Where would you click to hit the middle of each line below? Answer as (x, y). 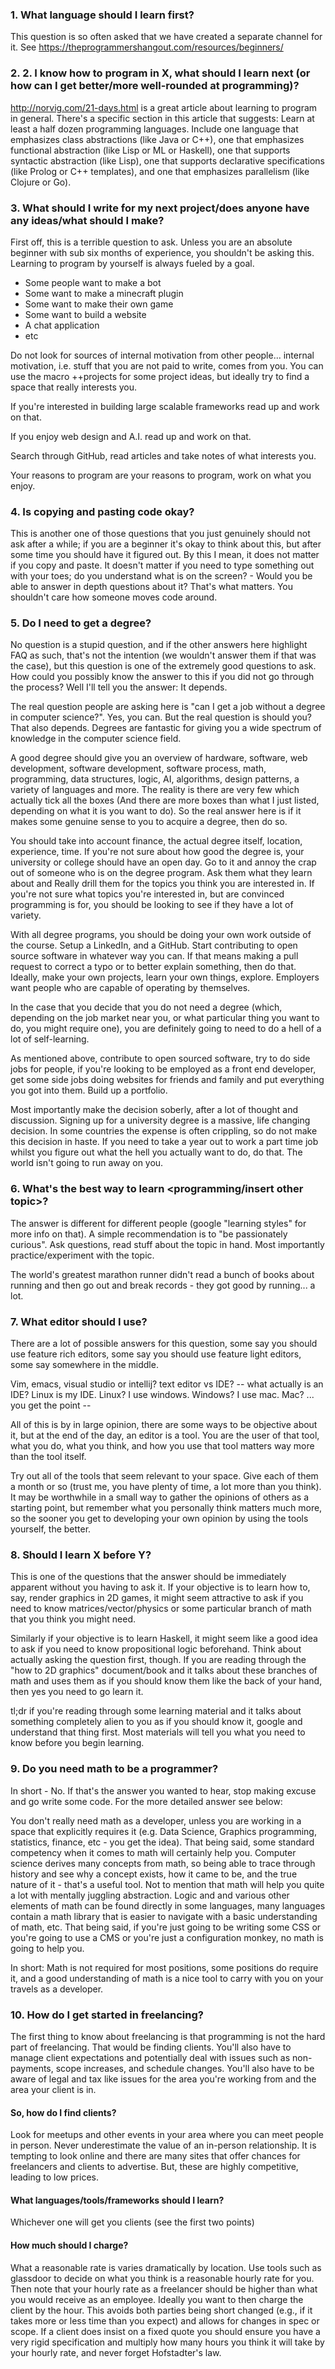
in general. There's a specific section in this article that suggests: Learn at (162, 118)
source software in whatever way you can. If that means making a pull (154, 956)
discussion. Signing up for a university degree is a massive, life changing (160, 1120)
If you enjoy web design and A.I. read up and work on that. (131, 436)
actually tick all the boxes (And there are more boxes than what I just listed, (165, 800)
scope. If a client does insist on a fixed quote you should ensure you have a (165, 2331)
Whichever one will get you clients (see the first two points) (132, 2222)
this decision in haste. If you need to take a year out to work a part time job (164, 1142)
